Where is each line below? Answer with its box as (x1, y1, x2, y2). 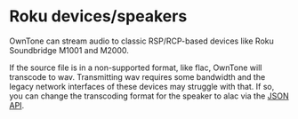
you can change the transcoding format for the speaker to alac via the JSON (9, 91, 289, 101)
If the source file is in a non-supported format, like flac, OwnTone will (9, 62, 262, 73)
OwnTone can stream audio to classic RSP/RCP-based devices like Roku (9, 36, 274, 46)
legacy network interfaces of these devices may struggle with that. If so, (9, 81, 275, 91)
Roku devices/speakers (9, 6, 188, 27)
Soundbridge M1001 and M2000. (9, 44, 129, 55)
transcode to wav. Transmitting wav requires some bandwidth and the (9, 71, 266, 82)
